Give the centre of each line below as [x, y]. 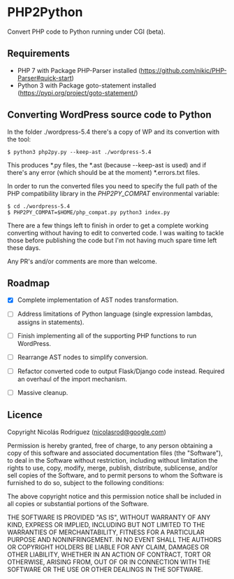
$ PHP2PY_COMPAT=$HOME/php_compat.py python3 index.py [89, 212]
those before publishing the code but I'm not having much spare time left [112, 240]
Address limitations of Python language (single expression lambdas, [115, 314]
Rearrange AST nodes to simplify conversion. [82, 357]
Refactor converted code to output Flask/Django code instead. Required [121, 371]
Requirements [38, 54]
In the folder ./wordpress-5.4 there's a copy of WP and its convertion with [114, 132]
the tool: [19, 139]
